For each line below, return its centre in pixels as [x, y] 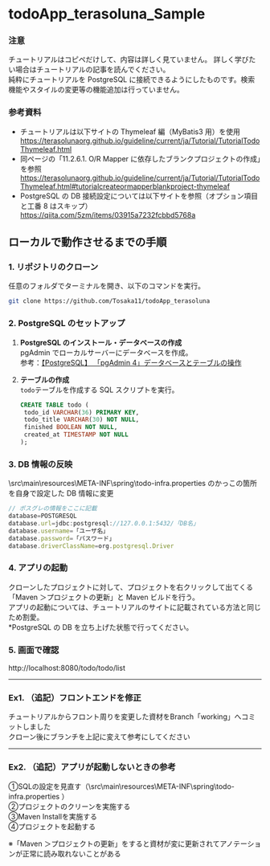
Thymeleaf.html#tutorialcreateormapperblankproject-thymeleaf [125, 186]
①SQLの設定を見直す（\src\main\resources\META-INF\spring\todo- [122, 786]
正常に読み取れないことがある [72, 853]
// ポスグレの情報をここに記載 [53, 509]
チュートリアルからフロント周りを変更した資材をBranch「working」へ [125, 717]
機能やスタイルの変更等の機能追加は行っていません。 [96, 90]
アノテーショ [241, 844]
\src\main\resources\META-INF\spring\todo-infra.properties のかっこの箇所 [133, 484]
